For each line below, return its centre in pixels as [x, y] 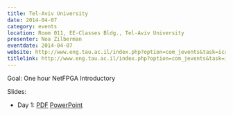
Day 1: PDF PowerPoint [50, 105]
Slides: [17, 91]
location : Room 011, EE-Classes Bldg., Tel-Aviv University [96, 33]
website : [20, 52]
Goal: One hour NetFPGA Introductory [61, 78]
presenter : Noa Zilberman [44, 39]
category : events [32, 26]
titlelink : [23, 59]
